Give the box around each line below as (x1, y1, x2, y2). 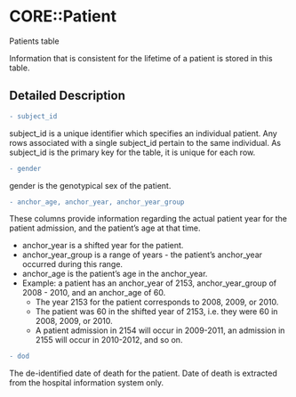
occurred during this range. (21, 259, 123, 270)
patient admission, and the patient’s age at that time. (9, 223, 202, 233)
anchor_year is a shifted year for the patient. (21, 240, 184, 251)
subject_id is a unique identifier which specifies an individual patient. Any (9, 127, 277, 139)
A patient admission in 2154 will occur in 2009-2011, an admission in (35, 325, 285, 336)
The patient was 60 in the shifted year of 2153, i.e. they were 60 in (35, 306, 278, 317)
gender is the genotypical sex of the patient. (9, 180, 172, 190)
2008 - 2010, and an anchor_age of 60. (21, 288, 166, 298)
